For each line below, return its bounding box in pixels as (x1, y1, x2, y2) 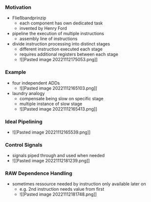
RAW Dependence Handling (5, 170, 72, 177)
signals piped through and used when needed (12, 153, 105, 158)
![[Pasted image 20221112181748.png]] (19, 191, 97, 197)
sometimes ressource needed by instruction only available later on (12, 181, 146, 187)
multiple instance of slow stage (19, 101, 83, 107)
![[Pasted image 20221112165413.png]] (19, 106, 97, 112)
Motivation (5, 4, 32, 11)
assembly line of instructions (19, 36, 78, 42)
